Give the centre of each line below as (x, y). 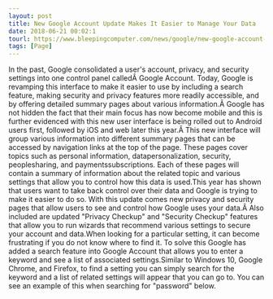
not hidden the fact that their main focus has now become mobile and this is (135, 113)
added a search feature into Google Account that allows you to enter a (126, 251)
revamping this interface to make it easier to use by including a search (126, 87)
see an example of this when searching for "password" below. (113, 286)
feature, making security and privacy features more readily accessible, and (134, 95)
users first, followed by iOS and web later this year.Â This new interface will (135, 130)
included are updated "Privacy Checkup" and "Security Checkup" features (133, 217)
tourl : (19, 39)
